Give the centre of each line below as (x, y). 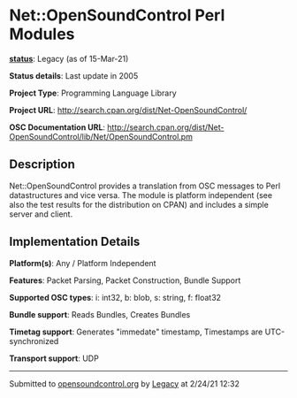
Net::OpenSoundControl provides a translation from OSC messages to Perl (145, 186)
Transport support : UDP (54, 358)
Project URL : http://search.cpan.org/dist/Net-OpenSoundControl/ (128, 110)
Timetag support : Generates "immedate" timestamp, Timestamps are (136, 332)
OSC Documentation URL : (57, 127)
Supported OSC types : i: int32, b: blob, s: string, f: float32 (115, 297)
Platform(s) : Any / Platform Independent (83, 263)
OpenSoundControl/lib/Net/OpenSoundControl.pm (101, 136)
